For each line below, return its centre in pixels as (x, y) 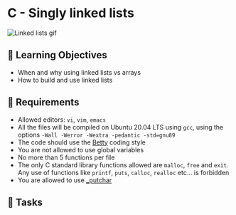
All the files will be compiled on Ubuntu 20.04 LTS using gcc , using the (120, 127)
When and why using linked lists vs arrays (79, 72)
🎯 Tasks (25, 202)
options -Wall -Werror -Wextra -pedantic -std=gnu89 (96, 135)
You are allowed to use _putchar (65, 180)
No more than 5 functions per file (66, 157)
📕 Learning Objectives (58, 55)
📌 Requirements (43, 102)
